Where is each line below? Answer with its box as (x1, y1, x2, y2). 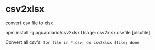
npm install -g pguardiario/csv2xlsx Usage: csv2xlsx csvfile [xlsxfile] (5, 29, 150, 35)
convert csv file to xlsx (5, 20, 53, 26)
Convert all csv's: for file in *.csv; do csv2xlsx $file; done (5, 39, 140, 45)
